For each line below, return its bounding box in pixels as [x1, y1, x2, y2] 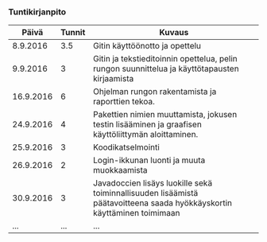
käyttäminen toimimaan [92, 208, 180, 219]
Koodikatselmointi [92, 142, 161, 153]
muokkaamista [92, 165, 149, 176]
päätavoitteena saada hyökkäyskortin [92, 197, 233, 209]
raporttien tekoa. [92, 96, 155, 107]
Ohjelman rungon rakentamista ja [92, 86, 217, 97]
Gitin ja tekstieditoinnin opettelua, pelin [92, 53, 238, 64]
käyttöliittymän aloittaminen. [92, 129, 199, 140]
